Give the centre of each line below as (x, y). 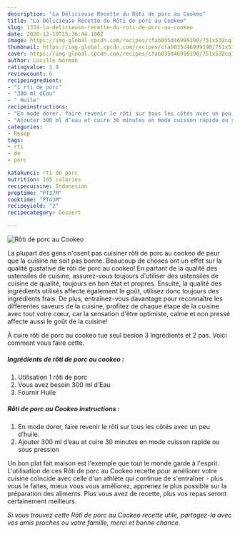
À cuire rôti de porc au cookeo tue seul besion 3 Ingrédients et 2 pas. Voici (117, 335)
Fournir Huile (37, 392)
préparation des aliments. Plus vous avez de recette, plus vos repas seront (117, 493)
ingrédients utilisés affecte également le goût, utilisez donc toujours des (113, 291)
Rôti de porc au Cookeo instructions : (64, 408)
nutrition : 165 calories (44, 179)
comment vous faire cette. (46, 343)
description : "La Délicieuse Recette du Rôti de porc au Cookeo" (106, 14)
